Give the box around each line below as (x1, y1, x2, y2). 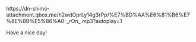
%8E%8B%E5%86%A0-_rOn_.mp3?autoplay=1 (6, 18, 122, 24)
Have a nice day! (6, 29, 48, 36)
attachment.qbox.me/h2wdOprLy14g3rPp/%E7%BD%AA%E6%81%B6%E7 (6, 11, 190, 18)
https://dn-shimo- (6, 5, 50, 12)
